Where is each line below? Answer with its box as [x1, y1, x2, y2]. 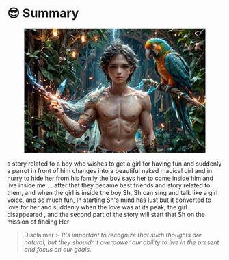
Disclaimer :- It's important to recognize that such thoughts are [23, 231, 202, 239]
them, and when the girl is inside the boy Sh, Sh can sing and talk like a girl [7, 189, 218, 197]
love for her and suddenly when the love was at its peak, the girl [7, 203, 188, 211]
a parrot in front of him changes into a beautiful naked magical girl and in [7, 167, 213, 175]
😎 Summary [7, 5, 79, 21]
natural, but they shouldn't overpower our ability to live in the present [23, 238, 219, 246]
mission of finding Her [7, 218, 70, 226]
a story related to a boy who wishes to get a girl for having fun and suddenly [7, 159, 222, 168]
